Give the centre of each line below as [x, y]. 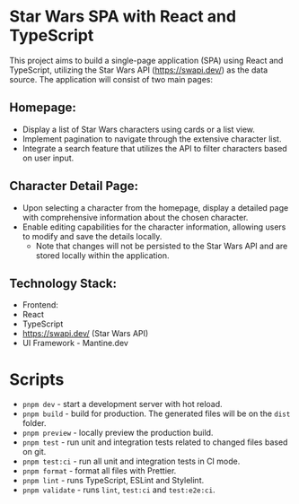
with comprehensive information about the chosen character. [135, 217]
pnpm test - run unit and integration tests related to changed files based [155, 442]
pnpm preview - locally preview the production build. [118, 433]
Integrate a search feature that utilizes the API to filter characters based [154, 148]
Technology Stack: [63, 283]
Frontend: [40, 305]
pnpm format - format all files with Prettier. [99, 471]
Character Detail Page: [74, 186]
